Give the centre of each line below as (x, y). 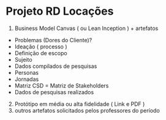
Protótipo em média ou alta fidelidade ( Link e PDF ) (80, 104)
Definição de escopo (41, 53)
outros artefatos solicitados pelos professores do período (87, 110)
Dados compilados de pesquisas (56, 66)
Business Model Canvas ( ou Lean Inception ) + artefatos (86, 28)
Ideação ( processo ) (41, 47)
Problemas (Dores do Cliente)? (53, 40)
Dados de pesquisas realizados (54, 92)
